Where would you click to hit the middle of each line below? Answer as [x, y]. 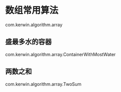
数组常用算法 [32, 10]
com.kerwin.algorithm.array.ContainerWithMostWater [60, 54]
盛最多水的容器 [28, 42]
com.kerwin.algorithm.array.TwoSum [43, 84]
